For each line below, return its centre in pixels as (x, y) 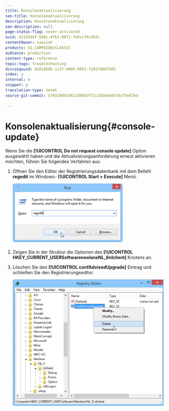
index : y (14, 74)
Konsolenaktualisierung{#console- (80, 126)
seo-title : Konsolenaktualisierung (43, 16)
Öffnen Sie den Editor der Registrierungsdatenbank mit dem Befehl (82, 172)
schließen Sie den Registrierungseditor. (53, 273)
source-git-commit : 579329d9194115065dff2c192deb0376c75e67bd (72, 96)
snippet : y (17, 85)
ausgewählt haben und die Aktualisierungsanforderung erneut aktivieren (80, 156)
